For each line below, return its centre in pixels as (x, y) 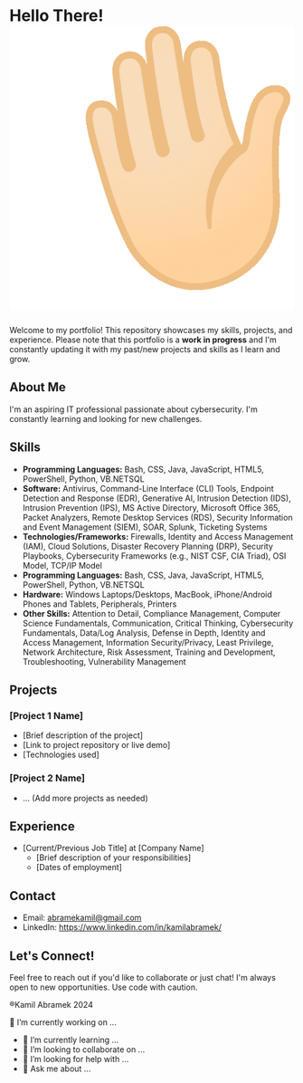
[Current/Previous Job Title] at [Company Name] (114, 848)
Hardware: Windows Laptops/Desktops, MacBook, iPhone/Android (147, 594)
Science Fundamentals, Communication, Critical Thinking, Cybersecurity (158, 623)
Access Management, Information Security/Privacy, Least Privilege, (148, 642)
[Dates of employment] (79, 867)
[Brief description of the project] (82, 735)
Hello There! (57, 16)
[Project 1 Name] (47, 715)
